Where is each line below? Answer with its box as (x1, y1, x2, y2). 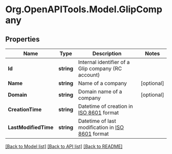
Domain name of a (78, 88, 122, 95)
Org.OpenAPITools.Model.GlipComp (5, 4, 163, 15)
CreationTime (8, 106, 42, 113)
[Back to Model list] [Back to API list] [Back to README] (5, 143, 123, 149)
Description (92, 50, 122, 57)
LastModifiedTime (8, 124, 54, 131)
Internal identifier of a (78, 59, 130, 65)
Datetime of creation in (78, 103, 133, 109)
